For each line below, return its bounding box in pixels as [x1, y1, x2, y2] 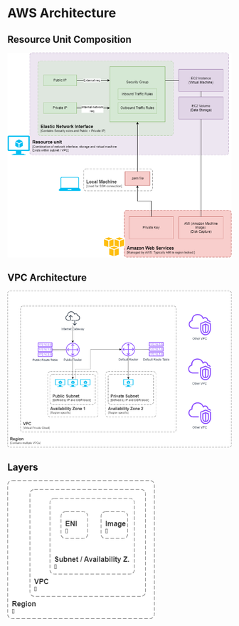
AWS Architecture [7, 5, 117, 21]
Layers [7, 461, 38, 473]
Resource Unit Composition [7, 33, 132, 46]
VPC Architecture [7, 271, 87, 283]
